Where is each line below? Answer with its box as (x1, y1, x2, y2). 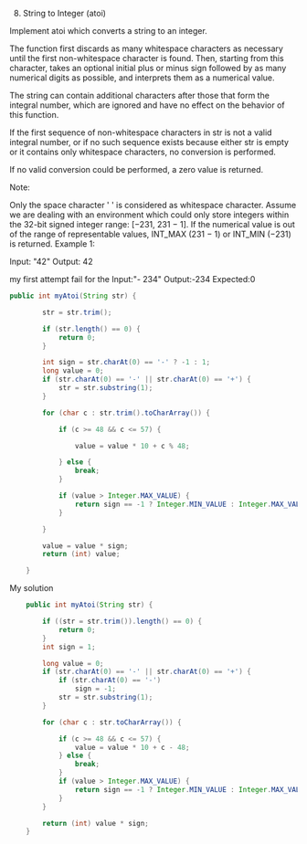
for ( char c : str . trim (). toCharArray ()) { (42, 408, 210, 417)
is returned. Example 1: (9, 238, 96, 249)
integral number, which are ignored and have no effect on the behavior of (9, 100, 285, 111)
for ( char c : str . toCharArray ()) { (42, 717, 182, 727)
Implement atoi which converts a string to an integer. (9, 26, 207, 36)
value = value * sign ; (42, 541, 129, 551)
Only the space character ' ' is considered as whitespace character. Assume (9, 200, 297, 210)
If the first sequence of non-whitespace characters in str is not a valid (9, 127, 272, 138)
